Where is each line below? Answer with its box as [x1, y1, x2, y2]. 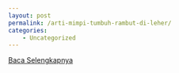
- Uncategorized [22, 33, 77, 42]
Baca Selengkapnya [8, 56, 74, 65]
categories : [8, 26, 48, 34]
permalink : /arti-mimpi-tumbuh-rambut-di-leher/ [8, 19, 172, 27]
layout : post [8, 11, 51, 20]
